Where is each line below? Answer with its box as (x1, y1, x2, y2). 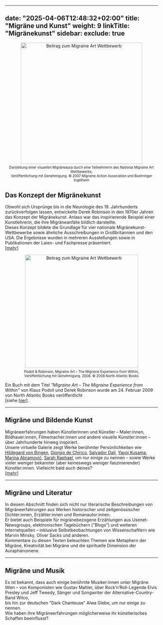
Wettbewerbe (5, 230, 33, 236)
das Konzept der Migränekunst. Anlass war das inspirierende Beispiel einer (5, 214, 155, 220)
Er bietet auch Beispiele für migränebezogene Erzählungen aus (5, 517, 131, 523)
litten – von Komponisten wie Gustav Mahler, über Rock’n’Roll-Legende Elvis (5, 585, 157, 591)
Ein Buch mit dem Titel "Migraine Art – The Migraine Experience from (5, 382, 143, 388)
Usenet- (131, 517, 149, 523)
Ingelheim (73, 178, 90, 183)
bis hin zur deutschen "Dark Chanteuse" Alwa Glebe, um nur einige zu (5, 600, 146, 606)
